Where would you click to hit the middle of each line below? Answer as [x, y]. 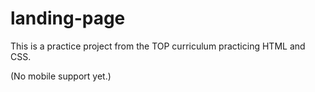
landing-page [68, 18]
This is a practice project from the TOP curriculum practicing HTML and [158, 46]
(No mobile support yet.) [61, 76]
